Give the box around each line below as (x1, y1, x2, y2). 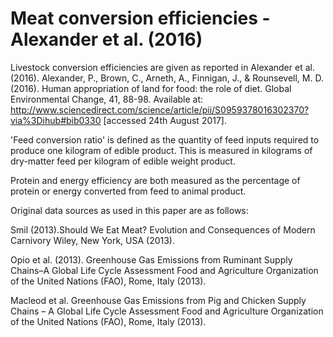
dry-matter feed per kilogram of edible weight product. (10, 155, 236, 167)
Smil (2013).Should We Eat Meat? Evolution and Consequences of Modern (10, 223, 316, 236)
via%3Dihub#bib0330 (10, 114, 102, 126)
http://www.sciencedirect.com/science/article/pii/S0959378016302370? (10, 103, 310, 116)
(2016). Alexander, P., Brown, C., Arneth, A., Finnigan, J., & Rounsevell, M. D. (10, 72, 324, 84)
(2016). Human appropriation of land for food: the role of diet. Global (10, 82, 292, 94)
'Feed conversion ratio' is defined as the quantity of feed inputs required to (10, 133, 320, 146)
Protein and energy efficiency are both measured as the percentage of (10, 174, 301, 186)
